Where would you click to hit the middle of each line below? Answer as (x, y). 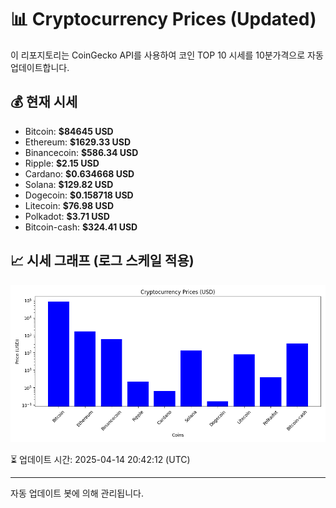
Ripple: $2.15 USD (62, 163)
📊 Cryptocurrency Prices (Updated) (163, 19)
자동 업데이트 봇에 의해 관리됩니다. (77, 493)
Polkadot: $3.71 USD (67, 216)
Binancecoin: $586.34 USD (81, 152)
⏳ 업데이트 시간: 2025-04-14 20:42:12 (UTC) (100, 459)
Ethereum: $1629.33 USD (78, 142)
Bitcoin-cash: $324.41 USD (81, 227)
